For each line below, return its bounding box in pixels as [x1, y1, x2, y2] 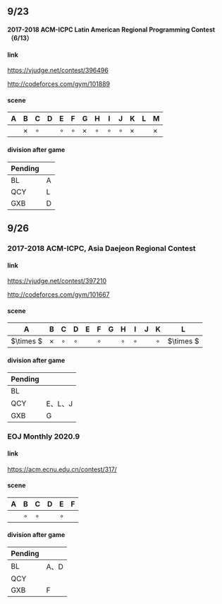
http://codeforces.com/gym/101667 [7, 290, 111, 299]
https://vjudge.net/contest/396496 [7, 66, 109, 75]
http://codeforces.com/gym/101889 [7, 80, 111, 88]
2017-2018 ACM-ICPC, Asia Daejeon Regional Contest [7, 243, 196, 253]
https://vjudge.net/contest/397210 [7, 277, 107, 285]
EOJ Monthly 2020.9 [7, 432, 80, 442]
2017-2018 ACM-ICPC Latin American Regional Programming [7, 25, 190, 34]
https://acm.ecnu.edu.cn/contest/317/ [7, 465, 118, 473]
